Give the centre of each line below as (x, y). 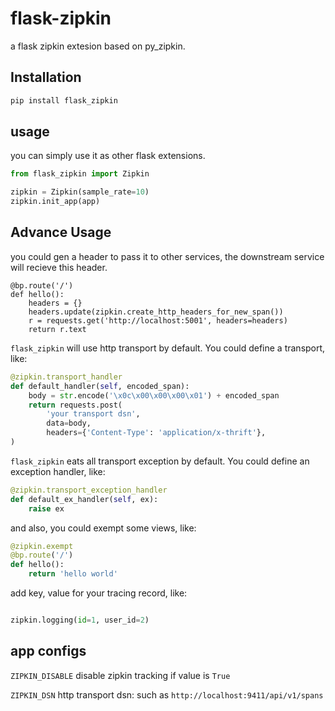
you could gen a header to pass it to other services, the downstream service (167, 256)
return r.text (57, 329)
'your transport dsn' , (93, 414)
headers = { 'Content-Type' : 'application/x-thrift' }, (156, 433)
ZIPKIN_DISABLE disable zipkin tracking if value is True (120, 675)
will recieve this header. (59, 267)
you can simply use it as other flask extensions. (108, 156)
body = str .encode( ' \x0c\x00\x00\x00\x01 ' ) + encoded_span (154, 395)
